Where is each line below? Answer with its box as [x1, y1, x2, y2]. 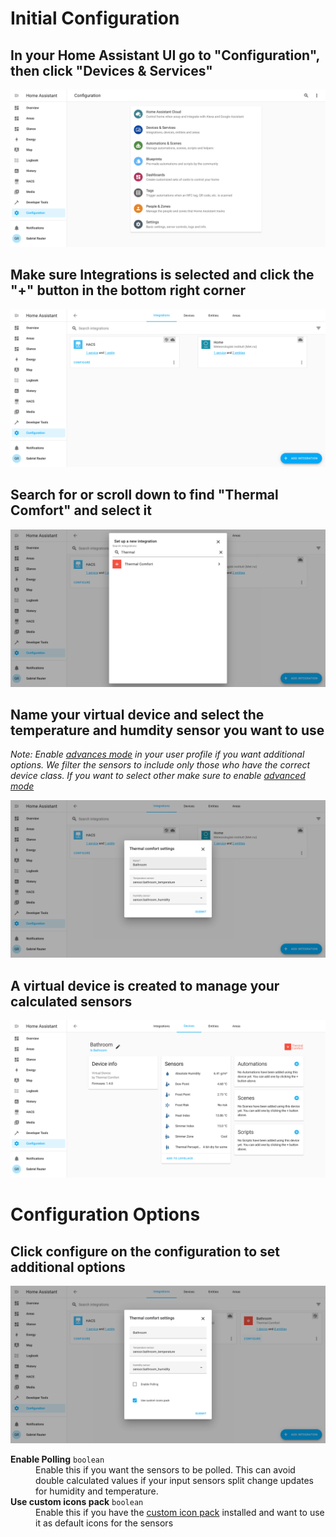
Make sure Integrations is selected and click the [10, 267, 315, 284]
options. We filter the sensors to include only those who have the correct [10, 759, 311, 771]
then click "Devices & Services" [10, 62, 213, 79]
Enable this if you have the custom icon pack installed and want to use [35, 1507, 325, 1519]
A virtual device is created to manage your [10, 977, 280, 994]
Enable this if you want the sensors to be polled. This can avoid [35, 1464, 296, 1476]
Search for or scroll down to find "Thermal [10, 487, 279, 504]
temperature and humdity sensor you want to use [10, 722, 325, 739]
